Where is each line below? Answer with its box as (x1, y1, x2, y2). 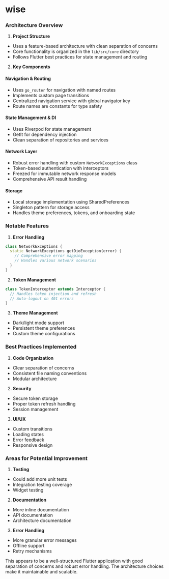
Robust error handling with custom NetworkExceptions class (12, 160, 137, 166)
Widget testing (12, 487, 44, 493)
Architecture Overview (5, 22, 63, 29)
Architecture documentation (12, 517, 72, 524)
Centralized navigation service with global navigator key (12, 98, 131, 104)
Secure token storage (12, 395, 59, 401)
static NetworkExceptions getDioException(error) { (10, 248, 122, 254)
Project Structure (12, 33, 50, 39)
